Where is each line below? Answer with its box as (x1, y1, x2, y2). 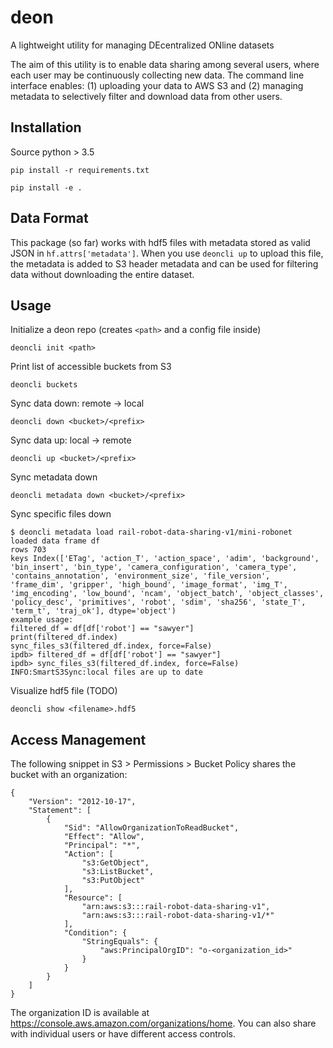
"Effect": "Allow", (63, 832, 145, 842)
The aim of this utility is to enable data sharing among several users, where (10, 58, 320, 70)
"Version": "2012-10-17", (28, 797, 137, 807)
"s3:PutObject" (81, 876, 145, 886)
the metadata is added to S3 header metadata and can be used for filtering (10, 257, 319, 270)
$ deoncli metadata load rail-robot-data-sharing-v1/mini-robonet (10, 527, 293, 538)
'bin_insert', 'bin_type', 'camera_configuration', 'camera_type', (10, 562, 298, 573)
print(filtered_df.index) (10, 632, 118, 643)
